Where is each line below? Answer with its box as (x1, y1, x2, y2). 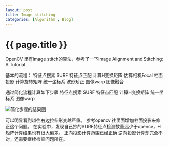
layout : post (5, 7, 33, 13)
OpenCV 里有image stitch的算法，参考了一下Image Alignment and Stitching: (5, 56, 163, 62)
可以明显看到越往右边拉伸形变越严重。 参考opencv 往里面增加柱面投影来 (5, 117, 156, 123)
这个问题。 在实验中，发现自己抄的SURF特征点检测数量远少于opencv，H (9, 124, 161, 130)
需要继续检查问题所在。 (18, 136, 67, 142)
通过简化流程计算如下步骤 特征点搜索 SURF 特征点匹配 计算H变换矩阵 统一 (5, 89, 159, 95)
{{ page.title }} (5, 39, 68, 50)
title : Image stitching (5, 12, 56, 17)
